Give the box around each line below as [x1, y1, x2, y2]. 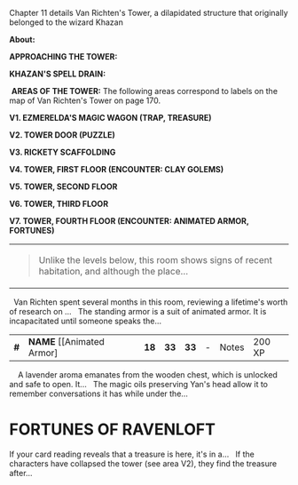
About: [9, 35, 35, 44]
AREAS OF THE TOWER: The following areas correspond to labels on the [11, 86, 278, 96]
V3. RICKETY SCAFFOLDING [9, 147, 116, 157]
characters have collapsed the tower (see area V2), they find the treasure [9, 457, 278, 469]
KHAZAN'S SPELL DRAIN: [9, 68, 106, 79]
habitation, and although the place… [38, 266, 189, 277]
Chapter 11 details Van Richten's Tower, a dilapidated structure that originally [9, 8, 288, 18]
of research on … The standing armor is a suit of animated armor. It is [9, 306, 267, 316]
